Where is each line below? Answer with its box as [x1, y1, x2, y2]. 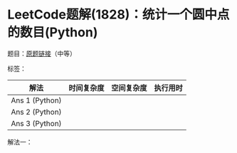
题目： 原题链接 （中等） [7, 49, 76, 58]
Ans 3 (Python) [11, 118, 62, 128]
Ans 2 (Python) [11, 107, 62, 117]
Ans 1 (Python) [11, 95, 62, 105]
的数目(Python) [7, 24, 98, 41]
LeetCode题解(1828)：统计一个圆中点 [7, 6, 230, 23]
